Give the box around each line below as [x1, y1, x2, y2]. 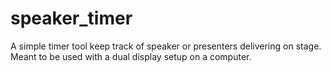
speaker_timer [10, 7, 133, 30]
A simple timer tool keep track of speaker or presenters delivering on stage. [10, 40, 322, 52]
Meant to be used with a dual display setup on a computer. [10, 50, 252, 62]
